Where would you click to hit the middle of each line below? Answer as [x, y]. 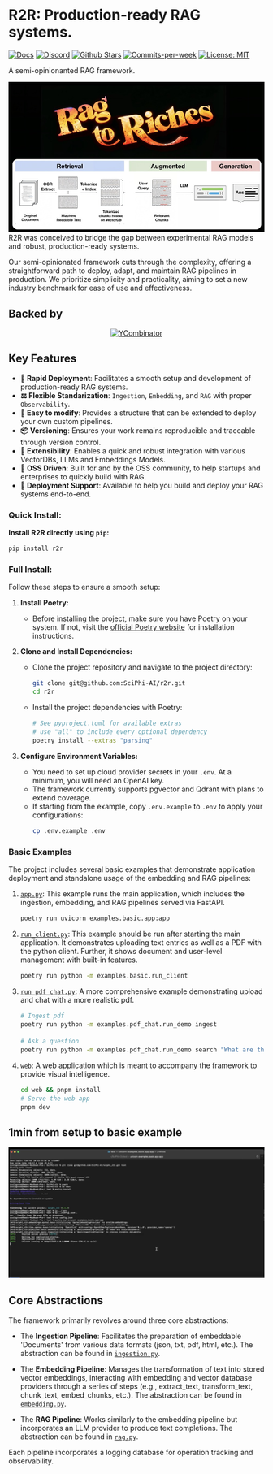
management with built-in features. [79, 960]
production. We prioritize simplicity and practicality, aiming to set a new [128, 280]
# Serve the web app [55, 1099]
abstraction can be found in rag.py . [79, 1437]
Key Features [43, 359]
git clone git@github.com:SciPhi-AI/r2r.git [109, 683]
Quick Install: [35, 515]
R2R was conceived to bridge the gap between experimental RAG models [131, 238]
